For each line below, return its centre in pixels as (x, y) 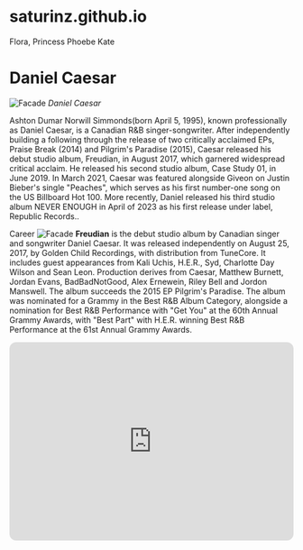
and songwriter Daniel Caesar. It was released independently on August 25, (150, 243)
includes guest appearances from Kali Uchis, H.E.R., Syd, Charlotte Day (142, 262)
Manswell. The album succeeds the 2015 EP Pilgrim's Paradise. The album (147, 291)
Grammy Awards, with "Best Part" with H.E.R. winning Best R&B (127, 320)
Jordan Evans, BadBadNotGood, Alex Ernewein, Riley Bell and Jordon (138, 281)
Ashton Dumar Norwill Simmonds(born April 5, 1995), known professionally (148, 120)
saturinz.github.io (78, 17)
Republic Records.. (44, 216)
